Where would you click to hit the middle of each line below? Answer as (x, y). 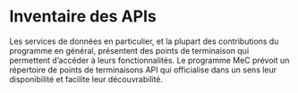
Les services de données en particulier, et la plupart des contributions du (144, 41)
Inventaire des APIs (83, 17)
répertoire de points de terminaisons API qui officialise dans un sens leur (143, 70)
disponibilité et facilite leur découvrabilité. (86, 79)
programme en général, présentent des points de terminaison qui (129, 50)
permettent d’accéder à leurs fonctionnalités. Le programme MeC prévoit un (149, 60)
